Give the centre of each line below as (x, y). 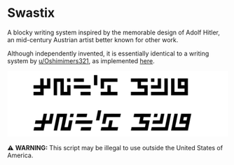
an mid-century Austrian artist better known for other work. (93, 39)
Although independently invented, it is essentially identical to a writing (108, 53)
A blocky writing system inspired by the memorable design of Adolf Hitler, (114, 32)
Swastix (31, 13)
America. (20, 155)
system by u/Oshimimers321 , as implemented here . (81, 60)
